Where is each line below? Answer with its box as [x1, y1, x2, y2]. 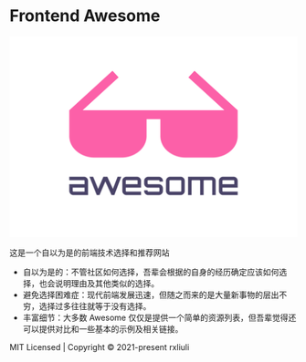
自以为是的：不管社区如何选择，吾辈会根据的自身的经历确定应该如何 [22, 266, 280, 278]
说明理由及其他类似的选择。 [54, 278, 160, 289]
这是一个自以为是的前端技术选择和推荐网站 [9, 247, 170, 258]
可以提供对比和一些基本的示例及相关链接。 [22, 324, 184, 335]
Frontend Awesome [9, 5, 161, 26]
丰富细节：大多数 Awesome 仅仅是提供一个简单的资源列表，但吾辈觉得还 [22, 312, 297, 324]
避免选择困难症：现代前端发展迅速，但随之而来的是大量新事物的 [22, 289, 263, 301]
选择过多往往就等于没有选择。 [38, 301, 152, 312]
